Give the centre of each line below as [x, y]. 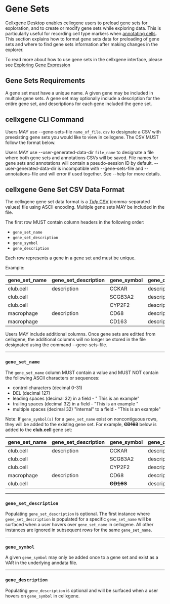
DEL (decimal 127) [31, 393]
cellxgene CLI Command [45, 120]
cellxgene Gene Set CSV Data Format [65, 189]
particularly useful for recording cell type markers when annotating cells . [81, 33]
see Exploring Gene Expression [38, 65]
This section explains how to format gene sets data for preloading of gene [82, 39]
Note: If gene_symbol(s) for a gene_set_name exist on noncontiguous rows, [81, 419]
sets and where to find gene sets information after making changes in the [82, 44]
